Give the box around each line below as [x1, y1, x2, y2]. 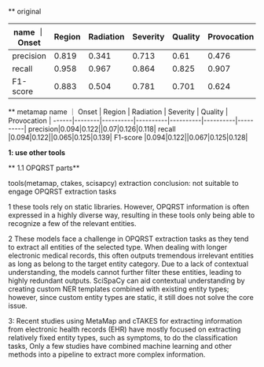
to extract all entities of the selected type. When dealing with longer [8, 243, 228, 251]
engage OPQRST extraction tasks [8, 187, 116, 196]
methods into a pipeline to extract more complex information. [8, 350, 206, 359]
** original [8, 7, 42, 16]
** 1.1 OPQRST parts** [8, 163, 80, 172]
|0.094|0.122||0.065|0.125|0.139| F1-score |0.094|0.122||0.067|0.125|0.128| [8, 133, 248, 142]
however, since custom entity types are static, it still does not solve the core [8, 293, 254, 302]
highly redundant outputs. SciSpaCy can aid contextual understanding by [8, 276, 245, 285]
